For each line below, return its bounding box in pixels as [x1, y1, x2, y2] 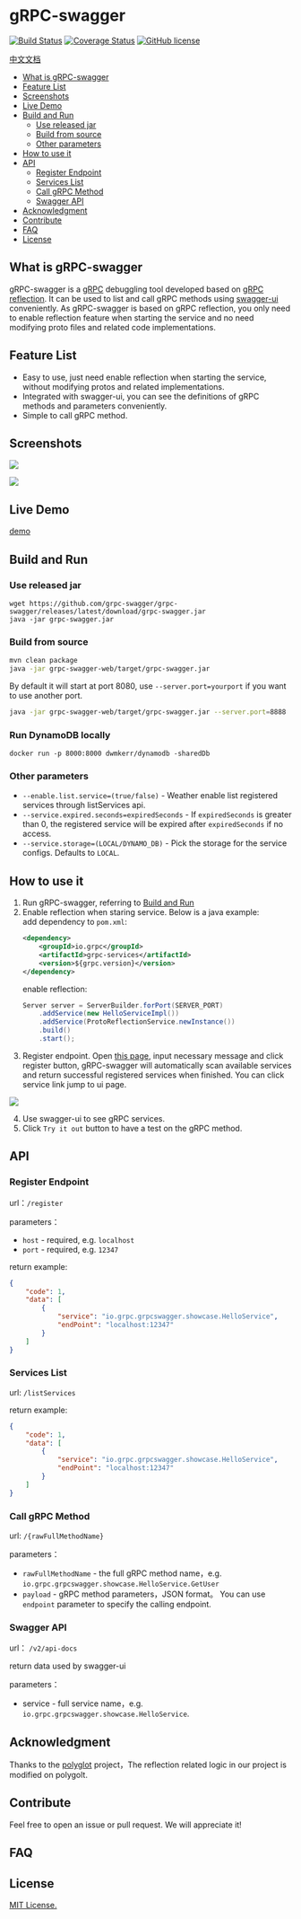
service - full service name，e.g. [21, 1698, 143, 1709]
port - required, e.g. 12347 [21, 1244, 119, 1254]
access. [21, 828, 52, 840]
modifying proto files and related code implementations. [9, 321, 217, 332]
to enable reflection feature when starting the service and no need [9, 312, 254, 323]
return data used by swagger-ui [9, 1660, 126, 1671]
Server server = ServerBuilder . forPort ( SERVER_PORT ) [21, 1000, 224, 1010]
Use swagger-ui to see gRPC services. [21, 1113, 166, 1123]
